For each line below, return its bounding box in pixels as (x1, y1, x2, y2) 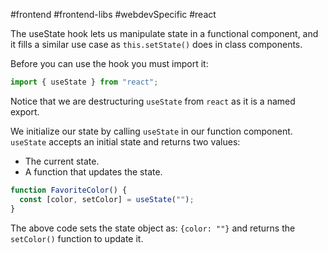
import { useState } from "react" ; (10, 77, 159, 87)
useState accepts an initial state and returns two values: (10, 135, 241, 148)
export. (10, 105, 40, 118)
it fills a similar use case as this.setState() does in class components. (10, 39, 303, 50)
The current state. (24, 155, 100, 167)
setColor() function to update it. (10, 232, 144, 244)
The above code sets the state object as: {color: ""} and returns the (10, 222, 296, 234)
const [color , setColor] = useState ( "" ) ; (19, 194, 195, 204)
